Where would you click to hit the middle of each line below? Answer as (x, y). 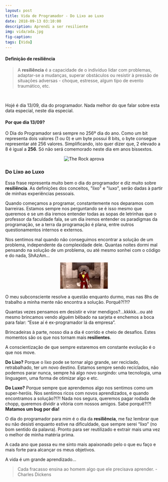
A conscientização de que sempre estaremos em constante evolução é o (80, 347)
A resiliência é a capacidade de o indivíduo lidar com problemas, (84, 70)
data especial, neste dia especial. (39, 111)
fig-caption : (19, 37)
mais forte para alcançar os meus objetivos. (50, 450)
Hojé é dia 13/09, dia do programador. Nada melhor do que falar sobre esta (82, 106)
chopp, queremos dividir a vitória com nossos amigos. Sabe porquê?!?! (78, 404)
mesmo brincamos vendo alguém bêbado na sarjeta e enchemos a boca (80, 317)
